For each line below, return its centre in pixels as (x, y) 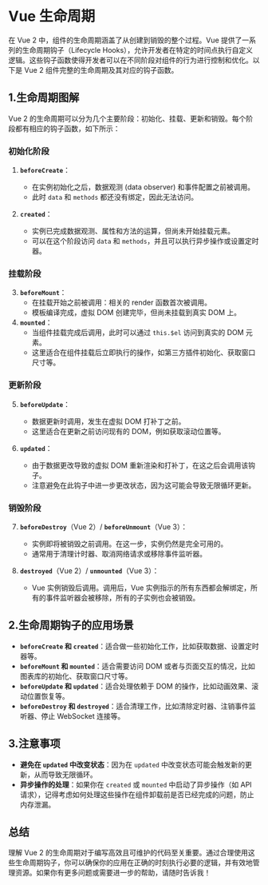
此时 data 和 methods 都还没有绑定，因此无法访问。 (115, 197)
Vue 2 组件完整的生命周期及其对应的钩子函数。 (101, 70)
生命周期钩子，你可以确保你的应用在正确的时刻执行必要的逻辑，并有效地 (134, 863)
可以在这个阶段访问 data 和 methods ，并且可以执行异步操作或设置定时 (145, 241)
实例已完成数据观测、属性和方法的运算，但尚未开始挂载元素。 (133, 231)
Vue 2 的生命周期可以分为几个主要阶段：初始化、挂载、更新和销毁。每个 (127, 118)
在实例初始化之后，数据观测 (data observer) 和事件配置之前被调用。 (143, 187)
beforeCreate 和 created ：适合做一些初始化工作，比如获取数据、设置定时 (139, 646)
